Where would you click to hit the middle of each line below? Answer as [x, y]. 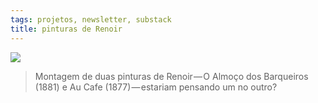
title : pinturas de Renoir [66, 29]
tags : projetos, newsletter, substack [91, 19]
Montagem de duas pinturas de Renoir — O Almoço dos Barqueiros [171, 76]
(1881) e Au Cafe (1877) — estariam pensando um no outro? [156, 87]
